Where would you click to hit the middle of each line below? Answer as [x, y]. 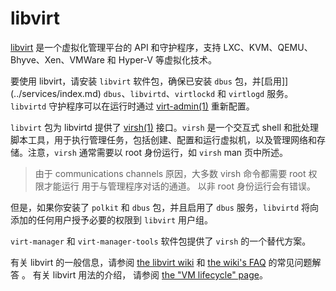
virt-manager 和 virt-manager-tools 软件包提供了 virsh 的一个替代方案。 [161, 241]
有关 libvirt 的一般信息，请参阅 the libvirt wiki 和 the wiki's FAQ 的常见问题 [161, 262]
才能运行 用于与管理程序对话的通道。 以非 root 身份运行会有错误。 [179, 186]
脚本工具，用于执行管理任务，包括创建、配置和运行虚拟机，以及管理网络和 [163, 139]
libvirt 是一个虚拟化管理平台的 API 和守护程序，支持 [116, 47]
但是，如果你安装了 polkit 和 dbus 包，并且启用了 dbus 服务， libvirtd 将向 [165, 207]
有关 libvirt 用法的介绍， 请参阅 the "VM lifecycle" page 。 [150, 274]
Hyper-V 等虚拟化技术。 [167, 59]
